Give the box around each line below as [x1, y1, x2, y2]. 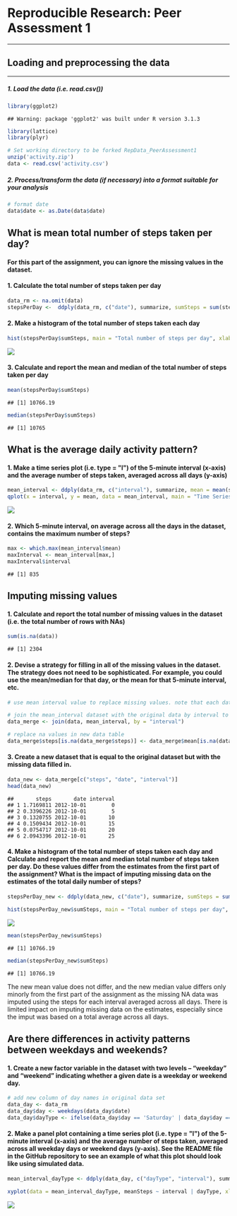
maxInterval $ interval [7, 557, 71, 565]
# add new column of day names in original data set [7, 1094, 166, 1101]
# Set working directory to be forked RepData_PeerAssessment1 [7, 147, 197, 154]
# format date [7, 200, 49, 208]
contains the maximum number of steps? [7, 529, 130, 538]
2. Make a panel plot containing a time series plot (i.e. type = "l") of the [7, 1130, 219, 1138]
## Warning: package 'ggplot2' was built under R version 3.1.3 [7, 115, 200, 122]
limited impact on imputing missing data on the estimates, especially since [7, 1004, 224, 1013]
